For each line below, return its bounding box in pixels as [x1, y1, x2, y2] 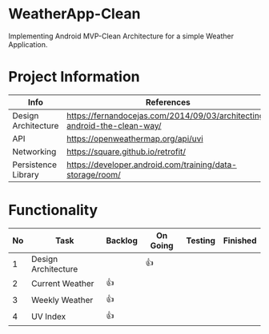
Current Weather [31, 278, 94, 289]
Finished [223, 235, 257, 246]
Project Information [8, 68, 140, 86]
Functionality [8, 201, 98, 220]
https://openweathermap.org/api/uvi [66, 133, 204, 144]
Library [12, 169, 39, 180]
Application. [8, 39, 48, 49]
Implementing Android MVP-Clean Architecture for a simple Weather [8, 31, 235, 41]
